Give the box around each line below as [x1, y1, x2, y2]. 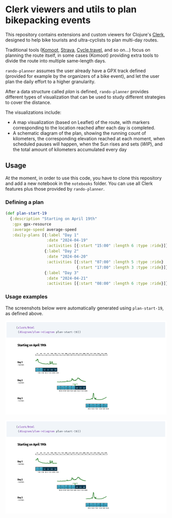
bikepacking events [5, 14, 91, 26]
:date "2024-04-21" [46, 276, 88, 281]
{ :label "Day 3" [44, 270, 79, 275]
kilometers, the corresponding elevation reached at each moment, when [12, 135, 165, 141]
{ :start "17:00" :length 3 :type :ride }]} [76, 265, 168, 270]
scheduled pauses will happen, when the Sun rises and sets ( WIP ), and [12, 141, 163, 147]
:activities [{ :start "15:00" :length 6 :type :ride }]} [46, 243, 168, 248]
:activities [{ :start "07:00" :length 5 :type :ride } [46, 259, 164, 264]
